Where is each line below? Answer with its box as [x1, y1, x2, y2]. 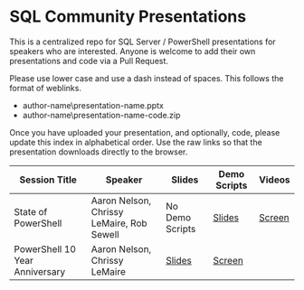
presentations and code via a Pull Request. [9, 55, 169, 66]
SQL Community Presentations [9, 6, 247, 27]
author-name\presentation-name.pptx [22, 99, 165, 110]
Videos [259, 173, 290, 186]
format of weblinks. [9, 82, 81, 93]
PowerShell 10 [14, 242, 77, 255]
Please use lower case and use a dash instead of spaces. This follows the [9, 72, 284, 83]
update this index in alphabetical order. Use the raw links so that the [9, 136, 262, 147]
